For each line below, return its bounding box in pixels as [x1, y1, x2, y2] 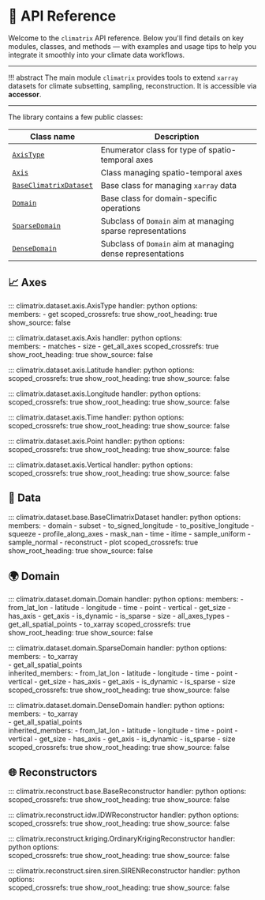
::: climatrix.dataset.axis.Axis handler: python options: [8, 333, 183, 342]
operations [100, 202, 141, 213]
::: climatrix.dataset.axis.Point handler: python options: [8, 436, 185, 446]
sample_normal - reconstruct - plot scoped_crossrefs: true [8, 537, 199, 547]
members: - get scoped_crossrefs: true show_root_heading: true [8, 309, 218, 318]
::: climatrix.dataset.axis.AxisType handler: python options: [8, 300, 198, 311]
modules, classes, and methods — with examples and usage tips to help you [8, 41, 256, 51]
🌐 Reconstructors [8, 766, 98, 779]
